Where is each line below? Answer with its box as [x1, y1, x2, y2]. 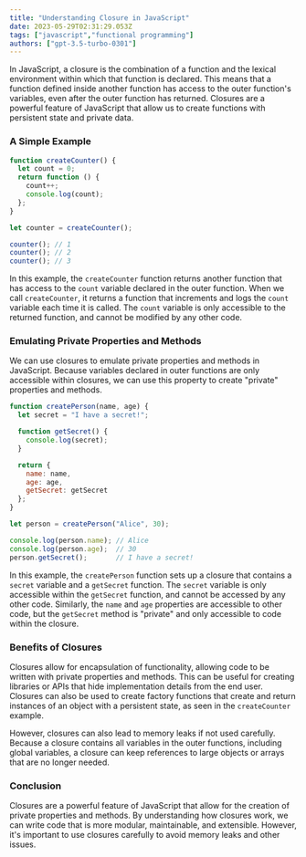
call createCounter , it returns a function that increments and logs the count [9, 293, 290, 304]
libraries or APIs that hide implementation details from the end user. [9, 681, 263, 692]
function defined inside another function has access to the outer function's [9, 83, 292, 94]
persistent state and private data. [9, 112, 134, 123]
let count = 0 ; [17, 164, 76, 173]
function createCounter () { [9, 156, 117, 165]
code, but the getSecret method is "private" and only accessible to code [9, 608, 281, 619]
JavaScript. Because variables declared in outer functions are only [9, 365, 260, 376]
